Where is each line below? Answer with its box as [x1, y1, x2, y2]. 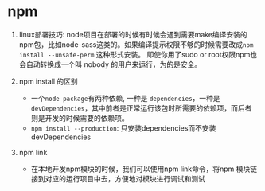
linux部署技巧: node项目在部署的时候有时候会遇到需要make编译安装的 [18, 29, 247, 39]
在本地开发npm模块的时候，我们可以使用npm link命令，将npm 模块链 [30, 164, 258, 173]
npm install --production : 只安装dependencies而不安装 [30, 123, 216, 133]
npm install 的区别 [18, 76, 79, 86]
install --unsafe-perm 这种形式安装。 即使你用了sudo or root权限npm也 [18, 49, 258, 59]
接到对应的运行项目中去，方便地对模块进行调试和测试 [30, 173, 206, 183]
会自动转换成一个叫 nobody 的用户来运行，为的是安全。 [18, 59, 202, 69]
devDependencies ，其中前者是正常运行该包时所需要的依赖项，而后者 [30, 103, 252, 113]
